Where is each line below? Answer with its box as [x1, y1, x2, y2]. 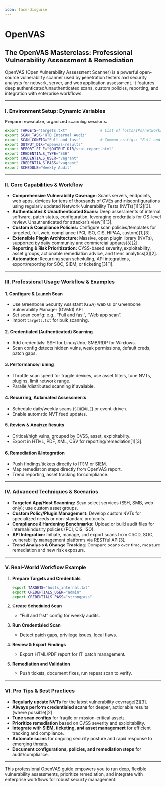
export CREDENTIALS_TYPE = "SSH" [5, 151, 70, 156]
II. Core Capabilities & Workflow [5, 182, 83, 188]
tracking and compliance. [12, 730, 64, 736]
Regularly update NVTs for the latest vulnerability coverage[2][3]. [12, 699, 147, 705]
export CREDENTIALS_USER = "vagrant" [5, 156, 79, 161]
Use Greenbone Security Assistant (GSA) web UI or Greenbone [12, 302, 141, 307]
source [5, 74, 20, 80]
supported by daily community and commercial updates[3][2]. [12, 240, 139, 246]
